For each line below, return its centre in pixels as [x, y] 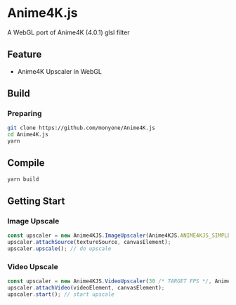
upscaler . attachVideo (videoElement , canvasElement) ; [86, 288]
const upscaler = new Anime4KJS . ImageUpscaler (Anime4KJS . [94, 236]
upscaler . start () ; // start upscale [61, 294]
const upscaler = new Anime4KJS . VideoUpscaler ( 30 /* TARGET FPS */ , [110, 281]
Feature [25, 54]
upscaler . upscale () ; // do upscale [59, 249]
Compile [26, 163]
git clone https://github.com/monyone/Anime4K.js [81, 128]
